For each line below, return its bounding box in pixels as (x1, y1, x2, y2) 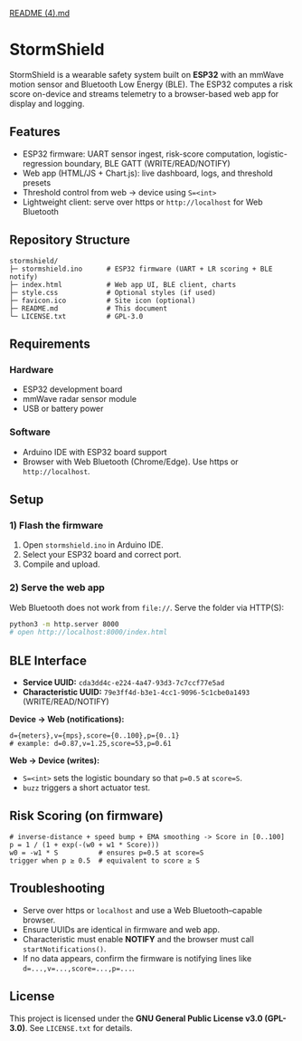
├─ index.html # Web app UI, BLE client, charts (9, 280, 237, 289)
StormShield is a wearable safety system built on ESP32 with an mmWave (9, 69, 285, 80)
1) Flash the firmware (9, 519, 104, 531)
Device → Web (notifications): (9, 714, 125, 725)
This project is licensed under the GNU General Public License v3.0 (9, 1013, 264, 1024)
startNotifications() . (22, 943, 107, 954)
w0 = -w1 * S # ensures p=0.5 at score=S (9, 848, 204, 857)
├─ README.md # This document (9, 303, 168, 313)
